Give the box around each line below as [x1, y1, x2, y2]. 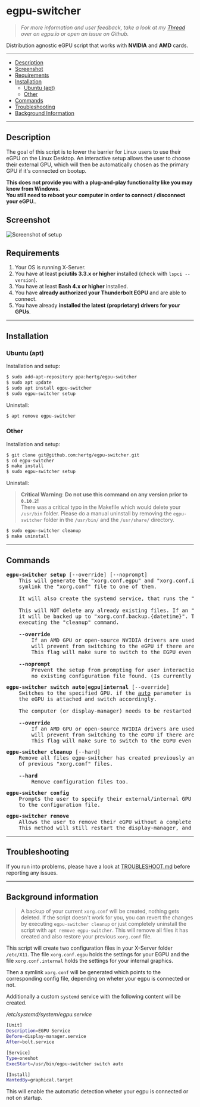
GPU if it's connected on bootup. [6, 167, 87, 174]
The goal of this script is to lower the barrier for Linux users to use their [6, 148, 182, 156]
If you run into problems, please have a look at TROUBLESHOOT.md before [6, 863, 190, 870]
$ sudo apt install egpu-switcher [6, 385, 92, 391]
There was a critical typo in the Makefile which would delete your [20, 503, 181, 511]
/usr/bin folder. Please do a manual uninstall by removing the [20, 510, 172, 517]
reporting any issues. [6, 869, 58, 876]
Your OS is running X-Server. [14, 264, 86, 271]
